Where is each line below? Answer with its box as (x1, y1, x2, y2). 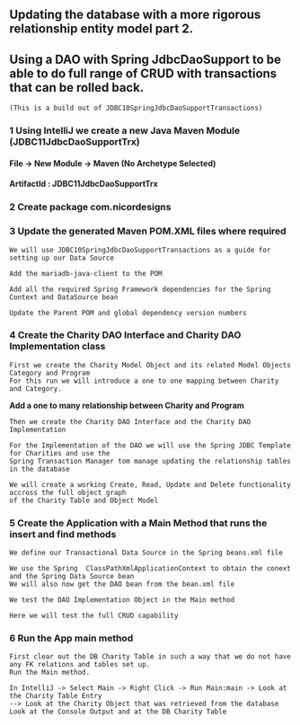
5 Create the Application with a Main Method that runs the (9, 517, 268, 529)
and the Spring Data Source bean (9, 572, 135, 581)
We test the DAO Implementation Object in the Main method (9, 596, 235, 605)
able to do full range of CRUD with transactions (9, 66, 278, 81)
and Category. (9, 384, 63, 393)
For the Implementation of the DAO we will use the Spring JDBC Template (9, 440, 292, 450)
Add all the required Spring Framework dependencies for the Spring (9, 285, 271, 294)
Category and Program (9, 368, 91, 377)
